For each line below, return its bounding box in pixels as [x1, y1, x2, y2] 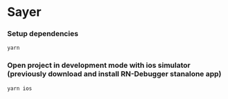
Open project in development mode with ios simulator [7, 60, 191, 70]
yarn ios [7, 84, 32, 92]
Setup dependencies [7, 29, 79, 39]
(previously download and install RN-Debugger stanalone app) [7, 69, 222, 79]
